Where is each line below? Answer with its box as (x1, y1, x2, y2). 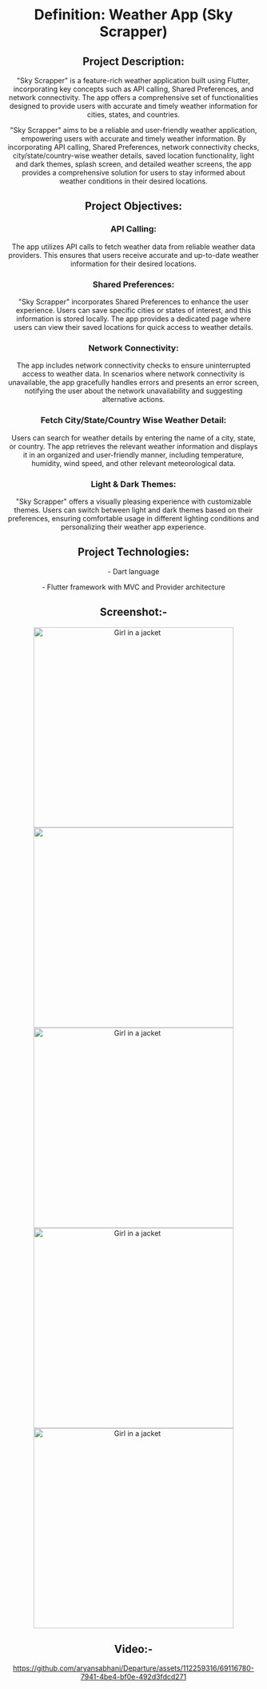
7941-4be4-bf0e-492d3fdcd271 (80, 1672, 187, 1682)
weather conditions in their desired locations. (58, 176, 209, 186)
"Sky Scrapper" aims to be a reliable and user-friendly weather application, (10, 126, 257, 135)
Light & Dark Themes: (90, 478, 177, 489)
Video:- (114, 1642, 153, 1655)
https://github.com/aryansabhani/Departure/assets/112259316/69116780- (12, 1663, 255, 1673)
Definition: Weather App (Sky (34, 6, 233, 24)
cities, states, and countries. (86, 110, 181, 119)
